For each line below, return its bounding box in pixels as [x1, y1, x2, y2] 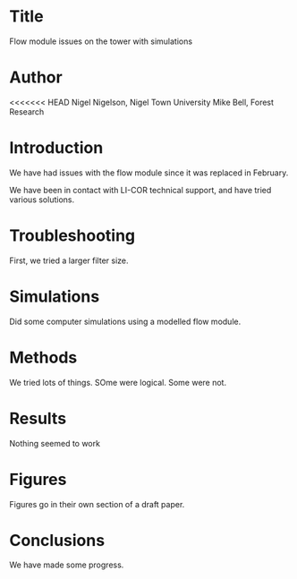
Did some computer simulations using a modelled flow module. [9, 316, 242, 327]
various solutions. [9, 194, 74, 205]
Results [9, 408, 67, 429]
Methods [9, 347, 78, 368]
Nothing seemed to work [9, 438, 101, 448]
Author [9, 67, 63, 88]
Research [9, 106, 45, 117]
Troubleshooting [9, 226, 136, 245]
